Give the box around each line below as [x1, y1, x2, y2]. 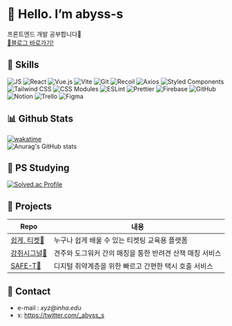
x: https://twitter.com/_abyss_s [17, 311, 105, 319]
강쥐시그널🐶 [10, 249, 48, 258]
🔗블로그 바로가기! [7, 38, 54, 47]
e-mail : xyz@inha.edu [17, 304, 81, 311]
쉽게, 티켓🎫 [10, 236, 45, 245]
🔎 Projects [7, 200, 52, 212]
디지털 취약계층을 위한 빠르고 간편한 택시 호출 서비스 [54, 262, 213, 271]
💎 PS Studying [7, 162, 70, 173]
